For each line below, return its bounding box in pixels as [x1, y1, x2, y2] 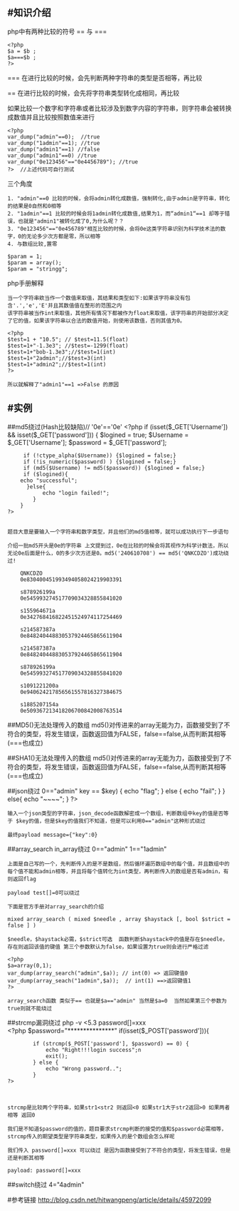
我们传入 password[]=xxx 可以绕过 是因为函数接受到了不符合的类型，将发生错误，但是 [7, 1147, 231, 1154]
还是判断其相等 [7, 1154, 45, 1162]
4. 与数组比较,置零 [7, 240, 58, 248]
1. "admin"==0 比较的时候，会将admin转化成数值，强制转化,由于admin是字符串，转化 [7, 195, 230, 202]
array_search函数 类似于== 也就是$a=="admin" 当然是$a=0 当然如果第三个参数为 [7, 997, 228, 1005]
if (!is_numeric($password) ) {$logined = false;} [23, 458, 176, 466]
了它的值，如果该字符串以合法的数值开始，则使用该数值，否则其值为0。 [7, 317, 186, 324]
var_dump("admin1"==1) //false [7, 146, 100, 153]
